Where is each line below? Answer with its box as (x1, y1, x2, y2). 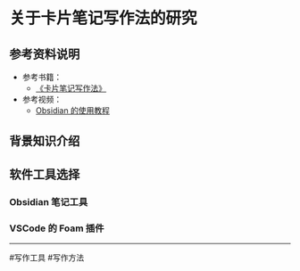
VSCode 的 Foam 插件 (9, 222, 104, 234)
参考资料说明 (9, 46, 80, 62)
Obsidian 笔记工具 (9, 195, 88, 208)
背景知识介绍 (9, 134, 80, 149)
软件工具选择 (9, 167, 80, 182)
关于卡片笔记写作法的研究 (9, 8, 198, 29)
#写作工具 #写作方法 (9, 252, 85, 263)
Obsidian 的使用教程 (35, 105, 110, 116)
